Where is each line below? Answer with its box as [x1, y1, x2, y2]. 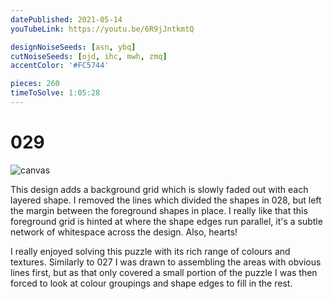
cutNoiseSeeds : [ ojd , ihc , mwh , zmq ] [10, 51, 168, 61]
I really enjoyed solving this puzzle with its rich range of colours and [10, 245, 291, 257]
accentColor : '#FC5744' [10, 61, 110, 71]
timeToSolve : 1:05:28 [10, 88, 101, 98]
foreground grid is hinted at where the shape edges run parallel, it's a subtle [10, 215, 323, 227]
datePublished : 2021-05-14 [10, 14, 123, 25]
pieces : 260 [10, 79, 60, 89]
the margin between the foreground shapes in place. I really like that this [10, 204, 308, 216]
